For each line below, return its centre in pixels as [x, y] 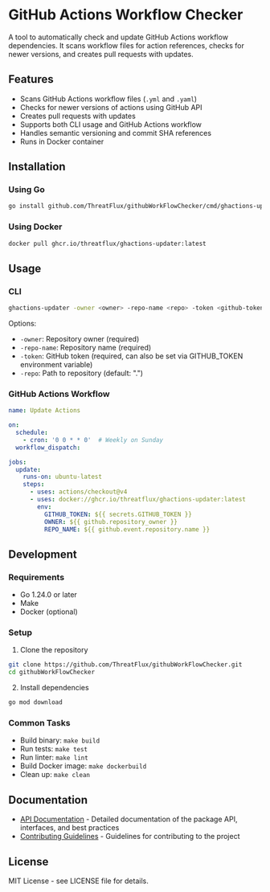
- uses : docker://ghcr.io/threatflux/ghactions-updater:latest [138, 500]
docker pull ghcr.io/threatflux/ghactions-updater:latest [107, 243]
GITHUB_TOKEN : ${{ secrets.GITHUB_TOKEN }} [118, 514]
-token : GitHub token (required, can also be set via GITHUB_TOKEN [131, 356]
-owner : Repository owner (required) [80, 339]
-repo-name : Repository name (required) [86, 348]
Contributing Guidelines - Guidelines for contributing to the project [130, 837]
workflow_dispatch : [48, 448]
